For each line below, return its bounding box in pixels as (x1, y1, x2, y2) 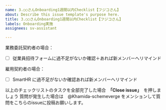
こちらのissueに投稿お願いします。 (13, 99, 86, 105)
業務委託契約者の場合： (5, 44, 53, 50)
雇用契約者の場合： (5, 66, 45, 72)
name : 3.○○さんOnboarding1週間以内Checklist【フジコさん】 (5, 7, 121, 12)
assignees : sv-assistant (5, 26, 57, 31)
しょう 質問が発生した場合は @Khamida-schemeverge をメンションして (5, 93, 156, 99)
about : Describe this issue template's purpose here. (5, 12, 120, 17)
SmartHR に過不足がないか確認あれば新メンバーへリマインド (12, 76, 137, 82)
